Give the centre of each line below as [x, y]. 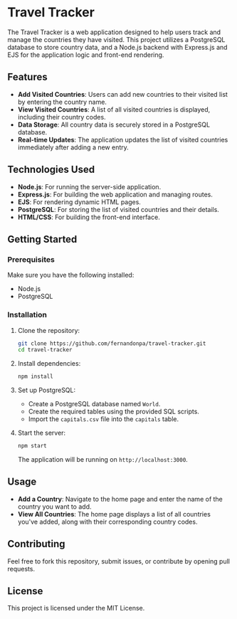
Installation [27, 315]
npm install [35, 377]
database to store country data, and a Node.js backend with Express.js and [117, 47]
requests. [21, 568]
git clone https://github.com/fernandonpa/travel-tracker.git [112, 343]
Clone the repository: [49, 330]
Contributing [36, 544]
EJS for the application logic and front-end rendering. [86, 55]
